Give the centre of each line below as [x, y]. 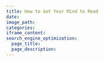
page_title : [26, 44]
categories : [21, 28]
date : [13, 17]
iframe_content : [26, 33]
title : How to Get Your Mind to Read [52, 11]
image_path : [21, 22]
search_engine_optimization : [42, 38]
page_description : [34, 49]
